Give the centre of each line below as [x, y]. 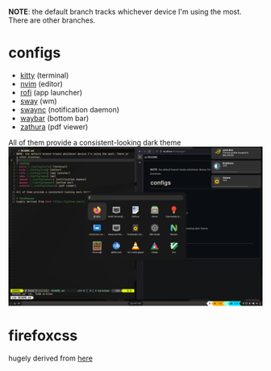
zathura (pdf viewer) [54, 126]
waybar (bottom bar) [54, 118]
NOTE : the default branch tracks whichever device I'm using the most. [125, 12]
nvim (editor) [41, 83]
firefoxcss [43, 336]
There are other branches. [52, 20]
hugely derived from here [50, 358]
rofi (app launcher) [51, 92]
